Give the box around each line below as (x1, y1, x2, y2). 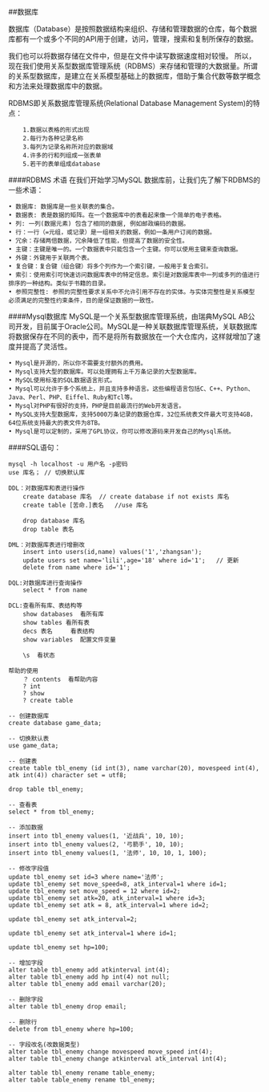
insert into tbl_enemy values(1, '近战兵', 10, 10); (8, 832, 184, 840)
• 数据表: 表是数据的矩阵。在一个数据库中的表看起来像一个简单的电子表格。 (8, 211, 226, 219)
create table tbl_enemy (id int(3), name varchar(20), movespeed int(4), (8, 764, 260, 772)
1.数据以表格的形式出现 (22, 126, 90, 134)
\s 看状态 (22, 651, 55, 659)
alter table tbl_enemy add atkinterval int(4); (8, 966, 171, 974)
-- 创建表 (8, 757, 38, 765)
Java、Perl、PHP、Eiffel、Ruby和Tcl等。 (8, 393, 137, 401)
